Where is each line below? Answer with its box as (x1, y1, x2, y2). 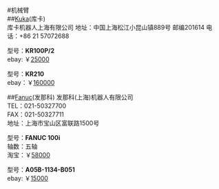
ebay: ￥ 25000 (7, 55, 50, 63)
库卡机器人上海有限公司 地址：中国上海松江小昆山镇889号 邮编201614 (7, 23, 205, 31)
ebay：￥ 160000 (7, 79, 55, 86)
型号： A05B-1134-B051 (7, 166, 75, 174)
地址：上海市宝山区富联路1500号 (7, 119, 100, 127)
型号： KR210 (7, 70, 45, 78)
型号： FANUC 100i (7, 134, 61, 141)
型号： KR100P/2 (7, 47, 55, 54)
